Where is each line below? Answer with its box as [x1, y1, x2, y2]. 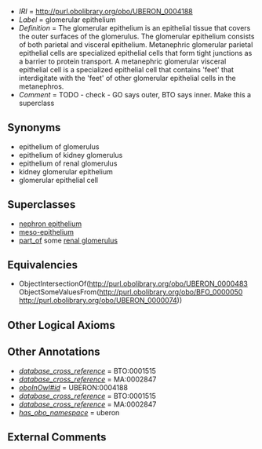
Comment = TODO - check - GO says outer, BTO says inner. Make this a [18, 90, 252, 99]
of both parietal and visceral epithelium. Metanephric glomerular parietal [18, 40, 253, 49]
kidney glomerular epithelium [18, 166, 113, 176]
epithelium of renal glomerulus [18, 159, 118, 168]
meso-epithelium [18, 227, 74, 236]
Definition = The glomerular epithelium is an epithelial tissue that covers [18, 24, 251, 32]
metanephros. [18, 82, 64, 91]
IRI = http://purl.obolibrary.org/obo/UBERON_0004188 [18, 7, 193, 16]
